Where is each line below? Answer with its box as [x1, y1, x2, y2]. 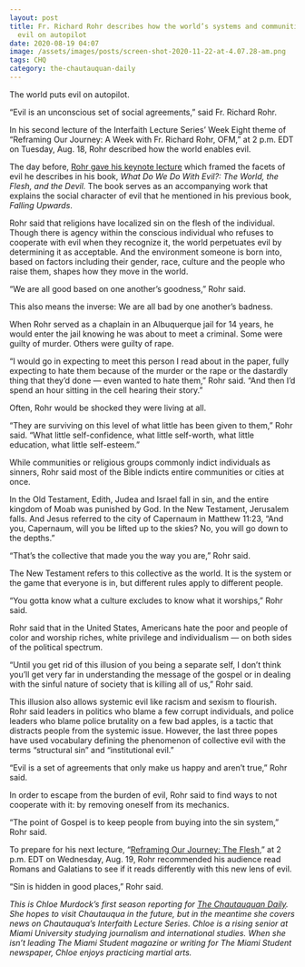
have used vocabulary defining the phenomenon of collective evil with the [9, 734, 286, 746]
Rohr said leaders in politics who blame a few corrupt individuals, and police [9, 706, 294, 717]
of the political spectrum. [9, 641, 103, 652]
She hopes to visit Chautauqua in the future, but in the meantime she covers [9, 908, 295, 919]
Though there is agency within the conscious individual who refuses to [9, 227, 274, 237]
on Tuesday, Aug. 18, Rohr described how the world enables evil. [9, 143, 251, 155]
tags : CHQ [9, 55, 47, 65]
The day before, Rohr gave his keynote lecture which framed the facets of [9, 161, 286, 172]
